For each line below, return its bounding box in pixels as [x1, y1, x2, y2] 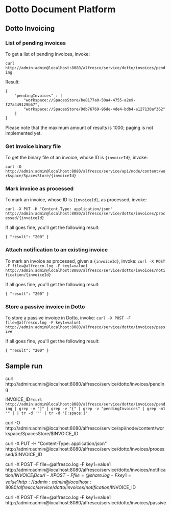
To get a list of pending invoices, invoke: [5, 51, 90, 57]
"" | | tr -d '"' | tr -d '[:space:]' [5, 411, 88, 416]
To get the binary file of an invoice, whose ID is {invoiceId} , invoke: [5, 155, 148, 161]
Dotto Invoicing [5, 24, 55, 33]
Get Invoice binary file [5, 142, 61, 150]
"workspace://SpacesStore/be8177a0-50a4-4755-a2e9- [23, 97, 136, 103]
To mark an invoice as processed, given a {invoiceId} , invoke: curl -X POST [5, 258, 165, 264]
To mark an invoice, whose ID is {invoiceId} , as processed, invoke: [5, 197, 147, 203]
